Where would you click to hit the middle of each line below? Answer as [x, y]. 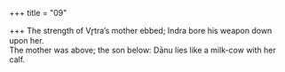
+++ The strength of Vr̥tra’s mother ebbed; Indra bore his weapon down [141, 31]
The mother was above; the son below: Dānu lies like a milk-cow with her [143, 50]
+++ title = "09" [38, 13]
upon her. [27, 40]
